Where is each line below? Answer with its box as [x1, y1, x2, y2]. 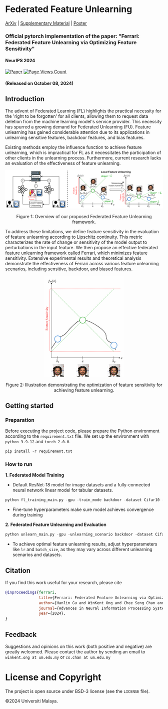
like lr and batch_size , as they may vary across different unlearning [12, 547, 152, 553]
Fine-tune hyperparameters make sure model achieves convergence [12, 506, 154, 512]
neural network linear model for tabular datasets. [12, 487, 113, 493]
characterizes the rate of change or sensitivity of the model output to [5, 239, 147, 245]
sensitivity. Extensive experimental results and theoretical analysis [5, 255, 141, 261]
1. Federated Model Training [5, 472, 64, 478]
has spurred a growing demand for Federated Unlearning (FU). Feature [5, 124, 151, 130]
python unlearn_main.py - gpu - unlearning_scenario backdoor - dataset [5, 532, 153, 537]
